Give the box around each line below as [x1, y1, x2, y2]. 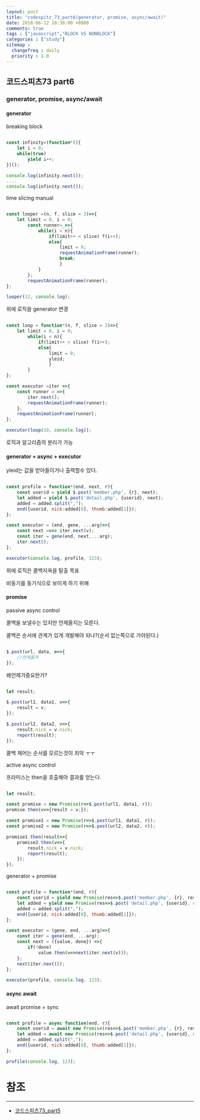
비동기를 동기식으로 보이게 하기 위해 [6, 579, 89, 587]
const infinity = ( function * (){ [6, 139, 82, 146]
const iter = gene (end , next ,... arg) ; [17, 533, 113, 539]
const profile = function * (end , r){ [6, 889, 97, 895]
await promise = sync [6, 1003, 59, 1010]
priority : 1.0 [11, 53, 49, 59]
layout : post [6, 8, 39, 15]
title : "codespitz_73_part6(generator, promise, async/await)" [6, 14, 167, 20]
